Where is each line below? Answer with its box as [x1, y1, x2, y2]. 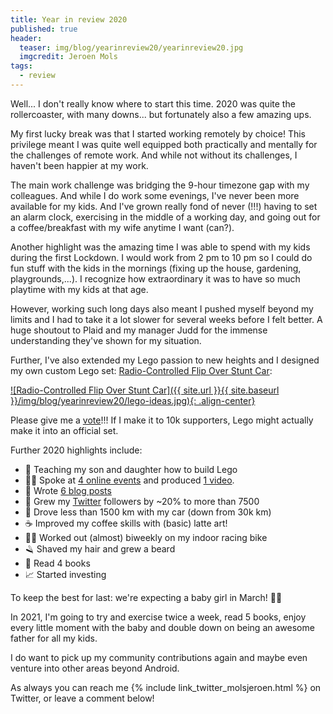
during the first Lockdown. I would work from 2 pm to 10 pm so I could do [10, 251, 313, 263]
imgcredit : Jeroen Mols [19, 52, 118, 62]
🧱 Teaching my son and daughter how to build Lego [24, 463, 238, 475]
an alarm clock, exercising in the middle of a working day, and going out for [10, 211, 321, 223]
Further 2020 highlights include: [10, 444, 143, 456]
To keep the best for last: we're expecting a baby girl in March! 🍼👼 [10, 591, 283, 603]
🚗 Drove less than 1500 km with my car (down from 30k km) [24, 506, 272, 518]
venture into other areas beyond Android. [10, 662, 180, 674]
